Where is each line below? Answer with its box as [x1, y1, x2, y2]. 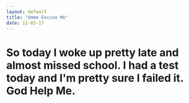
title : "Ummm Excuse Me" [6, 14, 68, 20]
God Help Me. [6, 84, 76, 98]
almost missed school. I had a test [6, 58, 179, 72]
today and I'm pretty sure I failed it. [6, 71, 184, 84]
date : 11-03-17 [6, 20, 44, 26]
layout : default [6, 8, 47, 15]
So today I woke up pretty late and [6, 46, 179, 59]
